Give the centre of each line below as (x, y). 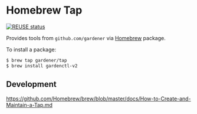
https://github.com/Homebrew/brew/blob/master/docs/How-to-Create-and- (98, 99)
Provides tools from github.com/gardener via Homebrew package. (86, 38)
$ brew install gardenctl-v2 (42, 66)
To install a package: (31, 49)
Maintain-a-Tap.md (29, 105)
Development (32, 84)
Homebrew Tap (44, 10)
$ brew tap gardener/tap (37, 60)
